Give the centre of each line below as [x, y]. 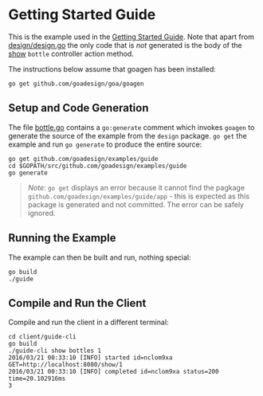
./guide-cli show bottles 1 [55, 351]
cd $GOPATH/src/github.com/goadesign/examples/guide [98, 166]
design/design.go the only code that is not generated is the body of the [125, 45]
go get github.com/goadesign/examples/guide [83, 159]
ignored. [41, 213]
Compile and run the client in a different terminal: [88, 322]
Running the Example [63, 238]
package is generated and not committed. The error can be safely [136, 204]
